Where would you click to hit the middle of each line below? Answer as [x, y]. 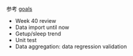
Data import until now [42, 27]
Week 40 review [36, 21]
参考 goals [19, 9]
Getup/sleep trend [38, 34]
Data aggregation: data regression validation [71, 46]
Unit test [26, 40]
